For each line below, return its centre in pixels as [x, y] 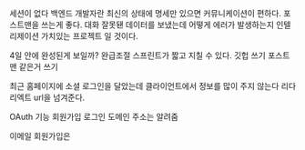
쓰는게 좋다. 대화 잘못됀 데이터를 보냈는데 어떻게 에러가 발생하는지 [158, 25]
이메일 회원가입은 [40, 136]
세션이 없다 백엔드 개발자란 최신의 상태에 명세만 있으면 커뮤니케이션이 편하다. [146, 13]
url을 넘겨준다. [59, 97]
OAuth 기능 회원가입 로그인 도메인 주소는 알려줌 [94, 117]
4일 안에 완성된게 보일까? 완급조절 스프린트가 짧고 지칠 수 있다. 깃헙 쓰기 [137, 55]
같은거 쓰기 [39, 67]
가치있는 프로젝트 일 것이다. [89, 36]
